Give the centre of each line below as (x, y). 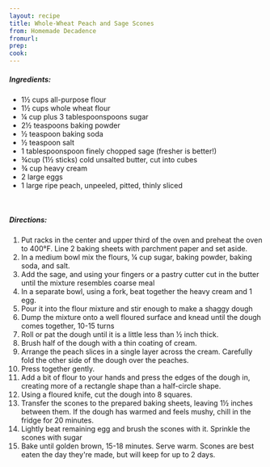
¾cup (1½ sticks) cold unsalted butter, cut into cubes (109, 159)
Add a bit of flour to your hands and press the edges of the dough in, (135, 377)
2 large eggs (42, 177)
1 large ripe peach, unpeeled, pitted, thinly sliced (101, 185)
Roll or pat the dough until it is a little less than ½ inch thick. (120, 334)
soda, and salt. (46, 265)
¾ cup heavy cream (54, 168)
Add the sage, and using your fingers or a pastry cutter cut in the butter (140, 274)
